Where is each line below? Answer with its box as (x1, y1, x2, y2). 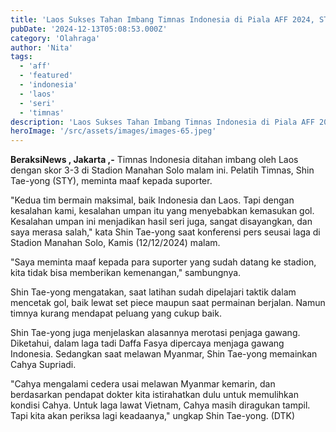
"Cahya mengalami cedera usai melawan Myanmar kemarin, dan (10, 378, 276, 390)
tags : (10, 52, 33, 62)
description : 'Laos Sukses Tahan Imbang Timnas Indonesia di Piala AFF (10, 117, 315, 127)
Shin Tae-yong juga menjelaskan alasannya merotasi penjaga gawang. (10, 327, 301, 339)
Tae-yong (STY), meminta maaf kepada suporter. (10, 175, 213, 187)
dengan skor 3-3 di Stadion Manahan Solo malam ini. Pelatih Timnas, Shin (10, 164, 315, 176)
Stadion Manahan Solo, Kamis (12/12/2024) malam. (10, 237, 221, 249)
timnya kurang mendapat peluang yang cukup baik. (10, 307, 222, 320)
